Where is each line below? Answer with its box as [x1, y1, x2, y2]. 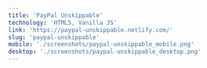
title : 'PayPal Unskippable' [8, 11, 103, 20]
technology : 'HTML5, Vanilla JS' [8, 19, 118, 27]
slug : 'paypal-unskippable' [8, 33, 100, 41]
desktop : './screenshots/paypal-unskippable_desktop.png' [8, 48, 202, 55]
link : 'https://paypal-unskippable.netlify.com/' [8, 26, 174, 34]
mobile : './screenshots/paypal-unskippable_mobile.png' [8, 41, 194, 48]
